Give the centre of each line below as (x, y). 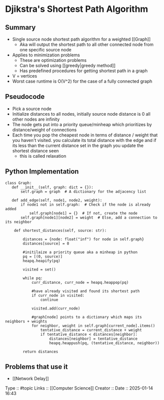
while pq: (33, 278)
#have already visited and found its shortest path (85, 291)
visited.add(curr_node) (56, 308)
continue (49, 300)
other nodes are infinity (36, 119)
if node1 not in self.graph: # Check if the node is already (86, 204)
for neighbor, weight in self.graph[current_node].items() (93, 326)
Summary (20, 27)
